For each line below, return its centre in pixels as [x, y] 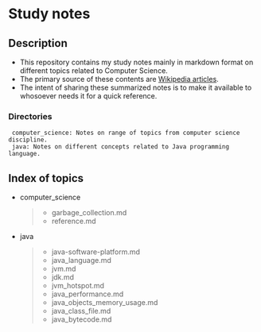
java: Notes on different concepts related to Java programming [120, 147]
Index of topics [46, 178]
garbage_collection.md [89, 213]
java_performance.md [88, 294]
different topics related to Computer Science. [94, 71]
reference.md [74, 221]
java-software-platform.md [96, 252]
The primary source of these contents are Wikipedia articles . [119, 79]
